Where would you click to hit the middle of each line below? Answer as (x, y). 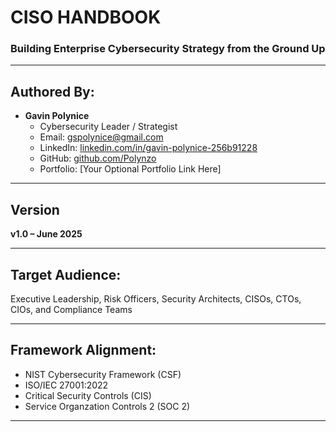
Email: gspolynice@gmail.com (101, 137)
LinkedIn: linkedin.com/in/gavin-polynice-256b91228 (148, 148)
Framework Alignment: (83, 350)
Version (35, 209)
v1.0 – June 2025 (46, 234)
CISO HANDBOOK (86, 17)
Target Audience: (66, 274)
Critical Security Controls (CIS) (88, 395)
